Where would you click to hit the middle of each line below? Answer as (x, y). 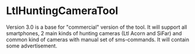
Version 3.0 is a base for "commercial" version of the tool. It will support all (97, 27)
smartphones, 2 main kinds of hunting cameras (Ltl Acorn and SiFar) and (94, 33)
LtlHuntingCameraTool (62, 11)
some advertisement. (32, 46)
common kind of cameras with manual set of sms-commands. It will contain (98, 39)
